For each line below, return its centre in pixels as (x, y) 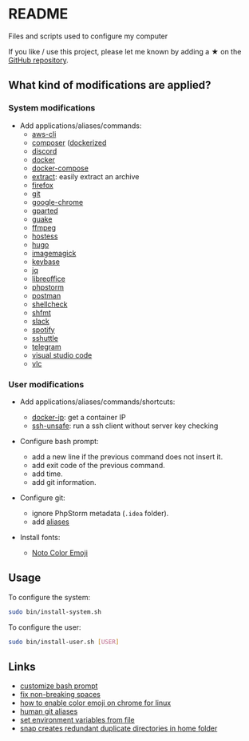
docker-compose (60, 168)
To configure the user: (45, 627)
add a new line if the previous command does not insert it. (127, 456)
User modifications (46, 384)
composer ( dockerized (69, 142)
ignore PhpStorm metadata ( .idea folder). (100, 513)
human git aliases (49, 711)
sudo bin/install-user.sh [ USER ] (64, 642)
